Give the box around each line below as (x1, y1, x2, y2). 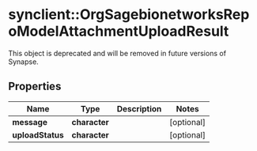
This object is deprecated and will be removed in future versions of (8, 48, 227, 58)
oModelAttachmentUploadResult (8, 22, 229, 40)
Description (116, 103, 162, 114)
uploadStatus (12, 129, 65, 140)
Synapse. (8, 57, 40, 66)
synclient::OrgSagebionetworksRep (8, 6, 250, 24)
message (12, 116, 47, 127)
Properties (8, 80, 62, 93)
